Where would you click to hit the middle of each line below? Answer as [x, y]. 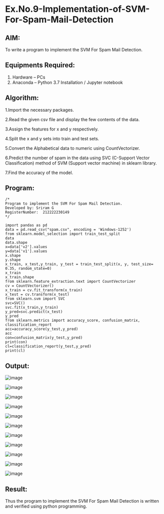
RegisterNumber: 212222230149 [37, 213]
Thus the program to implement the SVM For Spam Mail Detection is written [82, 501]
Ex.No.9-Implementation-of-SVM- [77, 9]
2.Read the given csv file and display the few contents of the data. [72, 119]
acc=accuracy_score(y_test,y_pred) [42, 329]
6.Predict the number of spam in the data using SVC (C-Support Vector [77, 158]
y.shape [13, 260]
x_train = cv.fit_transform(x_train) [44, 290]
